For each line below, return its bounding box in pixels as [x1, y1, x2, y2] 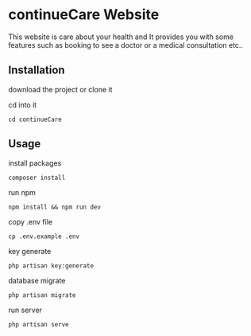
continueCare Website [8, 6, 160, 24]
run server [8, 305, 42, 315]
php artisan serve [8, 320, 69, 328]
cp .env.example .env [8, 232, 80, 240]
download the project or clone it [8, 84, 113, 94]
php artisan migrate [8, 291, 77, 299]
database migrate [8, 275, 66, 285]
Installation [8, 64, 65, 77]
